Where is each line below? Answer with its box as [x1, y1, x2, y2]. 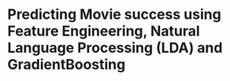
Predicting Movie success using [7, 6, 221, 24]
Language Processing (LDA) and [7, 39, 223, 57]
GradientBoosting [7, 56, 126, 74]
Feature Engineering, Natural [7, 22, 200, 40]
